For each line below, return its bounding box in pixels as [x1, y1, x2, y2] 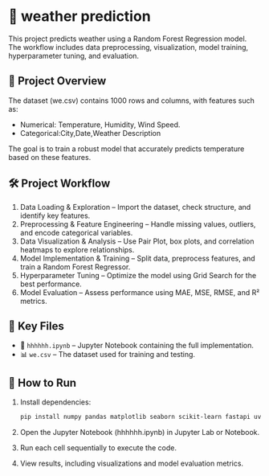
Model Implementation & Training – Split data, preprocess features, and [19, 253, 255, 263]
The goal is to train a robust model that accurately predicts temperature [8, 144, 245, 154]
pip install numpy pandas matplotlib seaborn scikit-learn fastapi [19, 413, 251, 421]
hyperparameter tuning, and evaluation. [8, 51, 139, 60]
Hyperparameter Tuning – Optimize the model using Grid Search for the [19, 270, 257, 280]
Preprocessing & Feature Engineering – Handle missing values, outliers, [19, 219, 256, 228]
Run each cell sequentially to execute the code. [19, 443, 177, 453]
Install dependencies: [19, 397, 92, 407]
